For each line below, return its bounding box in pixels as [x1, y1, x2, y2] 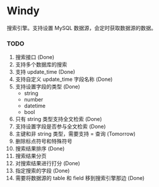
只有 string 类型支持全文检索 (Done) [15, 116, 102, 123]
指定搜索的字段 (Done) [15, 167, 70, 175]
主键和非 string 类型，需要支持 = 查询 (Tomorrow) [15, 130, 136, 137]
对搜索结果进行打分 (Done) [15, 160, 80, 167]
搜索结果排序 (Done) [15, 145, 65, 152]
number [24, 96, 44, 103]
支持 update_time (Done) [15, 68, 75, 76]
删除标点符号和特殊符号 [15, 137, 72, 145]
